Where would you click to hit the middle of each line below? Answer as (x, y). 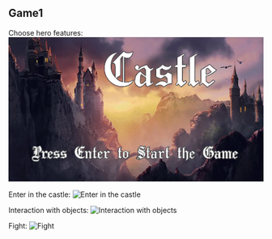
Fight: (18, 225)
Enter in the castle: (40, 194)
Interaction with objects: (49, 210)
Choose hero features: (46, 32)
